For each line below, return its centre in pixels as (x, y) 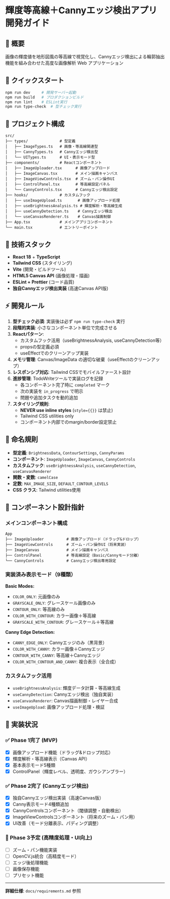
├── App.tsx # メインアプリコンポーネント (59, 222)
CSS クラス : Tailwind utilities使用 (47, 490)
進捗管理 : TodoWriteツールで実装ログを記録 (58, 378)
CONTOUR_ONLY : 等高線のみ (38, 609)
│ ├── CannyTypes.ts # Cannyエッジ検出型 (52, 152)
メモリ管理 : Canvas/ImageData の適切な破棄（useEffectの (73, 359)
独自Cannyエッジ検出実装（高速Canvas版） (58, 798)
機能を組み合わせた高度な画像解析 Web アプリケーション (65, 63)
